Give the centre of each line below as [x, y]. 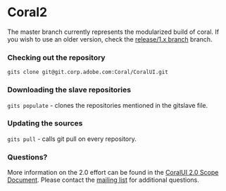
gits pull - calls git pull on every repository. [72, 139]
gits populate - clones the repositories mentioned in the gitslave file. [108, 105]
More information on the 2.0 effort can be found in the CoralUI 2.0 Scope [113, 173]
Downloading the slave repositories [69, 90]
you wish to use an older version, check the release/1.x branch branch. [110, 39]
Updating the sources [45, 123]
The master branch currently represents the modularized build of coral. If [113, 32]
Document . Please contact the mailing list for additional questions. [103, 180]
